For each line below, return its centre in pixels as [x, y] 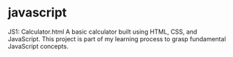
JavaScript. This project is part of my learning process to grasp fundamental [117, 38]
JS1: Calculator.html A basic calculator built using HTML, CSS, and [103, 32]
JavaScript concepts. [38, 46]
